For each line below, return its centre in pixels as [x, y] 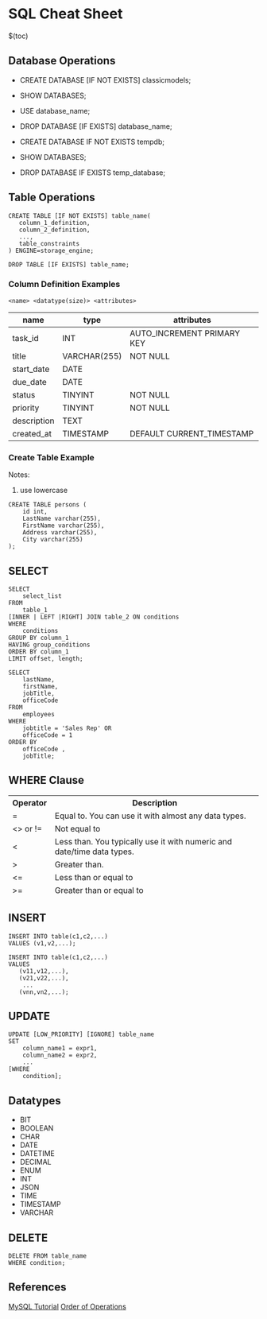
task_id [26, 338]
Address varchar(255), [60, 533]
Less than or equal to [94, 877]
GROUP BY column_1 [39, 638]
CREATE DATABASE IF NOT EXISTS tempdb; [92, 142]
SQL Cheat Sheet [66, 14]
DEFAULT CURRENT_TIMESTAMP [192, 433]
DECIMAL [35, 1162]
